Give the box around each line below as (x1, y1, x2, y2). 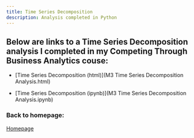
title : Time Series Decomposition (6, 8, 93, 15)
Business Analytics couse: (6, 55, 108, 66)
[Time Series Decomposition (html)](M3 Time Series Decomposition (14, 72, 184, 79)
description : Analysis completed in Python (6, 14, 117, 20)
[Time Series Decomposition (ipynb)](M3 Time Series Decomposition (14, 90, 187, 97)
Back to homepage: (6, 111, 64, 119)
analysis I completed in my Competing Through (6, 46, 188, 56)
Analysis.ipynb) (14, 96, 54, 103)
